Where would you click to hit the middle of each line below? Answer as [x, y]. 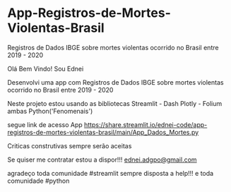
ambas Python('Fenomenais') [50, 111]
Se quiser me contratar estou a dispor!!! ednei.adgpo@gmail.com [102, 160]
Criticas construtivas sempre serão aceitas [70, 145]
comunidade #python [38, 181]
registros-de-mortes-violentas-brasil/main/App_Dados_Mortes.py [103, 132]
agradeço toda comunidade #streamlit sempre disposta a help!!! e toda [111, 173]
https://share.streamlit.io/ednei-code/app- [146, 124]
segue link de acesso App [45, 124]
